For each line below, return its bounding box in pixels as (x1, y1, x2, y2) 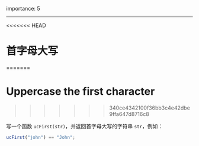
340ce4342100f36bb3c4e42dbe (109, 104, 191, 111)
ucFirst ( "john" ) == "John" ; (6, 134, 76, 140)
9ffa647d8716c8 (109, 110, 149, 117)
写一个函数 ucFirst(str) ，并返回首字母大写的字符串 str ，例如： (6, 122, 163, 130)
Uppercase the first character (6, 85, 155, 98)
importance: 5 (6, 5, 40, 12)
